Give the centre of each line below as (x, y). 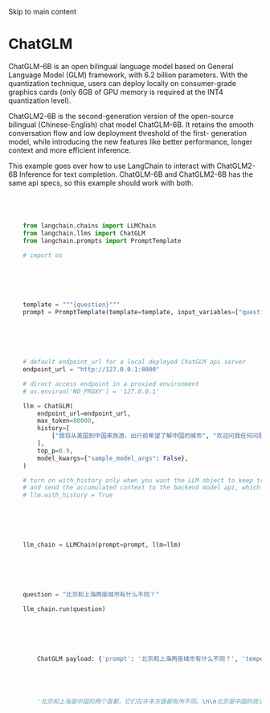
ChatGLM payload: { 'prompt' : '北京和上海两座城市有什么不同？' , (138, 658)
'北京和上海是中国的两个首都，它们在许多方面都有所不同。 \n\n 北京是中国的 (145, 701)
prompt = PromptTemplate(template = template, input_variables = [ (131, 313)
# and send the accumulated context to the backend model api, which (142, 488)
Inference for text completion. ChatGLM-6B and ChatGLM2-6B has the (136, 174)
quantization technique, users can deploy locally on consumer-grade (123, 83)
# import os (43, 255)
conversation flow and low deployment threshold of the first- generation (128, 133)
